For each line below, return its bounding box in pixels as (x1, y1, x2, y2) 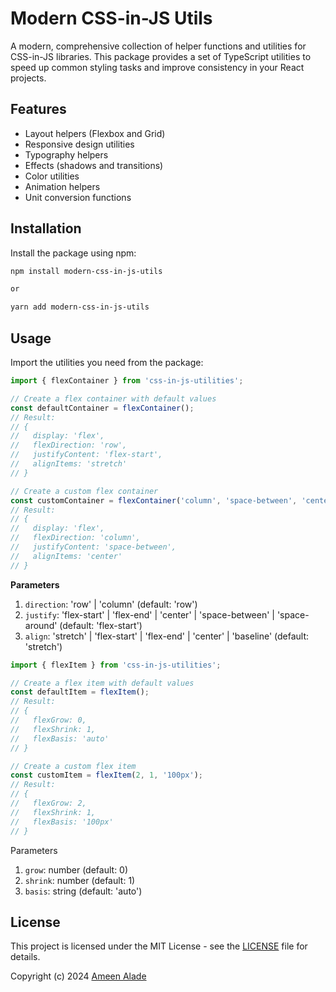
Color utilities (24, 170, 80, 182)
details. (10, 951, 41, 963)
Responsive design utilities (24, 138, 135, 150)
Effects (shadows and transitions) (24, 159, 164, 171)
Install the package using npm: (10, 247, 137, 259)
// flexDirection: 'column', (10, 533, 141, 543)
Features (10, 101, 67, 118)
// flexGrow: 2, (10, 798, 87, 808)
